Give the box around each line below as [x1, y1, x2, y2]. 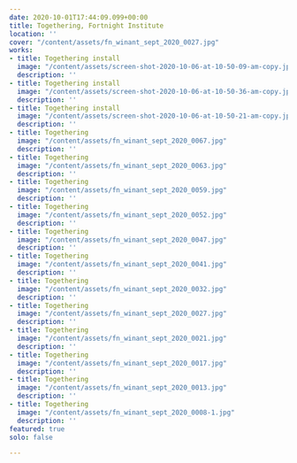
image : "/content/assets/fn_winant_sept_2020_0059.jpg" [17, 186, 227, 195]
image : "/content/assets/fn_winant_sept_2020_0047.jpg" [17, 235, 227, 244]
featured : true [9, 424, 65, 434]
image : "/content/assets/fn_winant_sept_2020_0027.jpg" [17, 309, 227, 319]
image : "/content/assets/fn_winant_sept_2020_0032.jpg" [17, 284, 227, 293]
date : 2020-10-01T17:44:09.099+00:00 [9, 12, 148, 22]
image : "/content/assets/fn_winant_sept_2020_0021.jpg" [17, 334, 227, 343]
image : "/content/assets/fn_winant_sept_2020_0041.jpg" [17, 260, 227, 269]
